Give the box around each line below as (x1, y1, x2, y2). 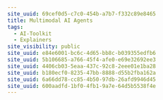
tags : (7, 23, 23, 30)
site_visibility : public (7, 43, 80, 50)
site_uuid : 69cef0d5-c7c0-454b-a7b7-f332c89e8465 (7, 10, 157, 18)
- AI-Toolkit (13, 30, 52, 37)
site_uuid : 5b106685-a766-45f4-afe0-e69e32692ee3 (7, 56, 157, 63)
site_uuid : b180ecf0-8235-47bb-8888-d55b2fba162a (7, 69, 157, 76)
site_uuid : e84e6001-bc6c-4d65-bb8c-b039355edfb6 (7, 50, 157, 57)
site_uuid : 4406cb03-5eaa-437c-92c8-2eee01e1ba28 (7, 63, 157, 70)
